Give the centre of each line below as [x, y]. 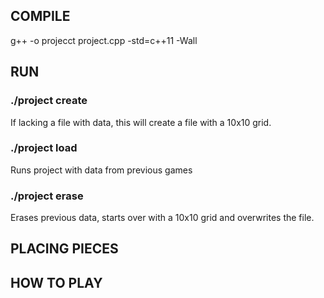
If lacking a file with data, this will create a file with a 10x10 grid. [141, 122]
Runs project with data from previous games [101, 170]
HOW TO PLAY [56, 282]
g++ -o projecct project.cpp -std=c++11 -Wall [104, 40]
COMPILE [40, 16]
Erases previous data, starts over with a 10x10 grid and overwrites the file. [162, 218]
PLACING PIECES [64, 249]
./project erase [47, 196]
